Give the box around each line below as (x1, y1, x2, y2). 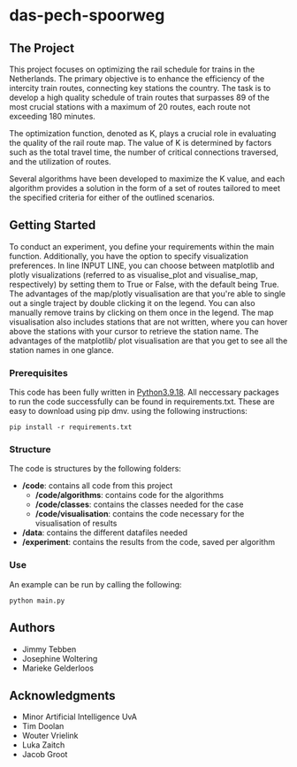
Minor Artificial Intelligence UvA (21, 711, 137, 722)
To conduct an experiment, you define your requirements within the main (9, 241, 275, 252)
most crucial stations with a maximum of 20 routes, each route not (9, 102, 251, 111)
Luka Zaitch (21, 740, 65, 750)
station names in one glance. (9, 344, 115, 355)
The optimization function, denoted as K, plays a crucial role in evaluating (9, 128, 277, 138)
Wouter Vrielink (21, 731, 79, 741)
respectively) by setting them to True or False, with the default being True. (9, 279, 280, 289)
